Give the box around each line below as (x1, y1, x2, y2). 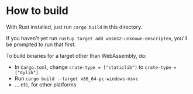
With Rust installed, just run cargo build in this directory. (6, 23, 143, 30)
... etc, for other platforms (14, 81, 77, 88)
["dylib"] (14, 69, 39, 75)
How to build (6, 4, 68, 18)
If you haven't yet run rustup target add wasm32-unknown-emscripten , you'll (6, 34, 187, 41)
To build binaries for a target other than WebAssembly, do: (6, 52, 147, 59)
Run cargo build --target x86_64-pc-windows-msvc (14, 75, 139, 82)
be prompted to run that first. (6, 41, 76, 48)
